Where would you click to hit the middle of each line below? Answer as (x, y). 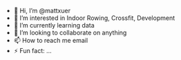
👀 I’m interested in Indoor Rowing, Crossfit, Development (94, 18)
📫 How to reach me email (51, 40)
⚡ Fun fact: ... (32, 51)
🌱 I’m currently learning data (54, 25)
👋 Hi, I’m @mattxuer (42, 11)
